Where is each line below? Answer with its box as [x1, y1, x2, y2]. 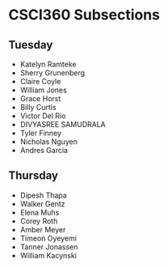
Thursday [8, 168, 59, 183]
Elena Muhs [19, 207, 60, 217]
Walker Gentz [19, 198, 66, 208]
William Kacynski [19, 250, 77, 260]
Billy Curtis [19, 103, 57, 112]
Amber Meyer [19, 224, 66, 234]
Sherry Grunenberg [19, 68, 86, 78]
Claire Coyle [19, 77, 61, 86]
